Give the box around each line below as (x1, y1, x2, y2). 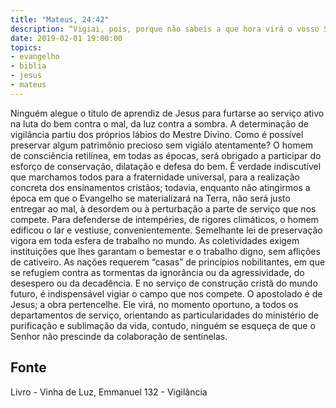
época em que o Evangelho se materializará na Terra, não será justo (10, 192, 291, 204)
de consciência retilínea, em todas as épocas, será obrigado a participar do (10, 149, 322, 161)
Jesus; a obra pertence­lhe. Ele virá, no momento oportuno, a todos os (10, 298, 299, 310)
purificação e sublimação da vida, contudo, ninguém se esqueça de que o (10, 319, 316, 331)
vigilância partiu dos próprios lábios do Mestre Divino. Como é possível (10, 128, 304, 140)
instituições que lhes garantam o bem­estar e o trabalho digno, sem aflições (10, 245, 321, 257)
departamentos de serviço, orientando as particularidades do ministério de (10, 309, 319, 321)
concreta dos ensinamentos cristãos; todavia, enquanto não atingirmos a (10, 181, 311, 193)
